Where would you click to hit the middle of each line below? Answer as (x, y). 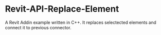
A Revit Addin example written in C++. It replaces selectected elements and (81, 22)
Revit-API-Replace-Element (62, 9)
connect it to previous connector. (38, 27)
